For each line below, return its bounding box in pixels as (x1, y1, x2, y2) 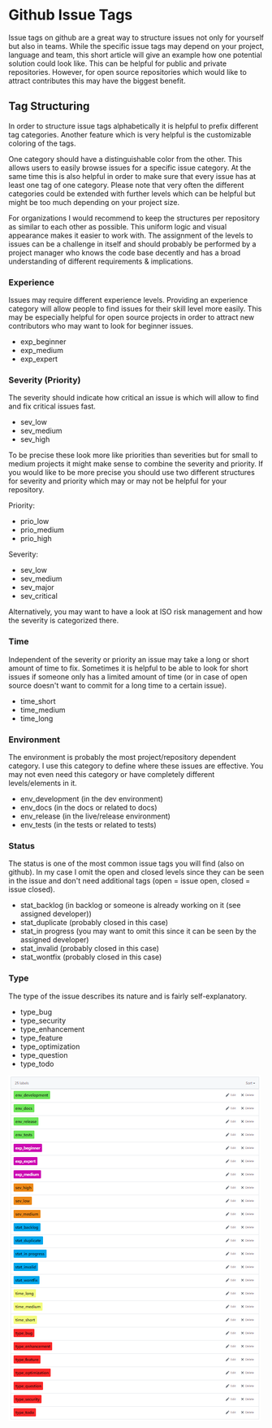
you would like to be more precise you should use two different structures (8, 468, 256, 478)
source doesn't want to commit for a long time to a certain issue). (8, 680, 227, 690)
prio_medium (19, 525, 65, 535)
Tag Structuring (8, 99, 90, 113)
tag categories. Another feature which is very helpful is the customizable (8, 129, 252, 139)
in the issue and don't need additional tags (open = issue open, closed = (8, 876, 250, 886)
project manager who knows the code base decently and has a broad (8, 247, 241, 257)
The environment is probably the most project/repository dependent (8, 752, 237, 762)
